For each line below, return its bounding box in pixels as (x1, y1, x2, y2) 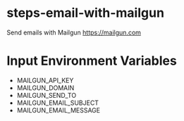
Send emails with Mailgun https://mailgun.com (6, 28, 142, 37)
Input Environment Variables (6, 53, 177, 69)
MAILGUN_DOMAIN (16, 83, 75, 92)
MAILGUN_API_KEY (16, 76, 74, 84)
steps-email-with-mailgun (6, 5, 165, 21)
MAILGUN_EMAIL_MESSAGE (16, 106, 100, 114)
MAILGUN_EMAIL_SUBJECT (16, 98, 99, 107)
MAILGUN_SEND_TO (16, 91, 77, 99)
